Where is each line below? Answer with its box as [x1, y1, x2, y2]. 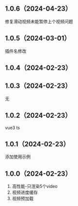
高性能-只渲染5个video [12, 184, 58, 189]
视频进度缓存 [12, 189, 38, 195]
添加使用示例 [5, 154, 31, 160]
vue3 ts [5, 124, 20, 130]
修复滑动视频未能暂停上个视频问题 [5, 19, 73, 24]
